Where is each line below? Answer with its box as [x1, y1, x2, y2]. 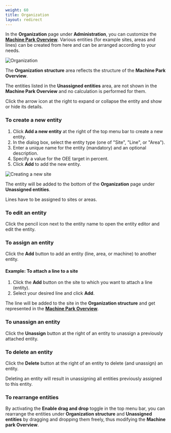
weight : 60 [5, 7, 29, 13]
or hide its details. [5, 104, 43, 110]
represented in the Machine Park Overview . [5, 306, 99, 312]
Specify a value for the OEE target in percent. [12, 155, 109, 162]
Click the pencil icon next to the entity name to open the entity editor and [5, 220, 160, 227]
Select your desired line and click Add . [12, 290, 95, 296]
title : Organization [5, 12, 50, 17]
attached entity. [5, 335, 39, 342]
